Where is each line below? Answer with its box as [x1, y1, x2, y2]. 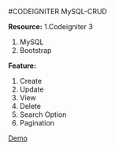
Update [19, 84, 44, 94]
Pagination [19, 118, 55, 127]
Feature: [8, 61, 37, 70]
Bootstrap [19, 46, 52, 54]
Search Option [19, 110, 67, 119]
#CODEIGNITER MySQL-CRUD [8, 7, 108, 16]
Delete [19, 102, 42, 111]
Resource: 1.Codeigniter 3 [8, 22, 93, 31]
